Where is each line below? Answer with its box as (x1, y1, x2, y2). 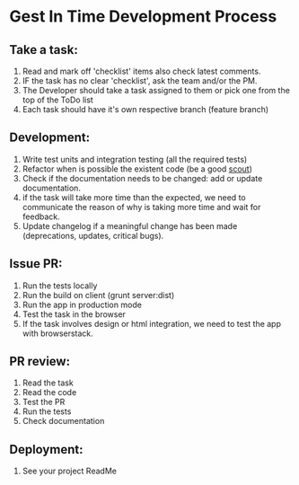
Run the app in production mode (22, 299, 142, 310)
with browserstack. (22, 328, 94, 339)
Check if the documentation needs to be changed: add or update (22, 172, 263, 183)
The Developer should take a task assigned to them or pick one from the (22, 85, 290, 95)
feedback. (22, 211, 60, 222)
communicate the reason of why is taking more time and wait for (22, 201, 261, 212)
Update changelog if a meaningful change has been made (22, 220, 238, 231)
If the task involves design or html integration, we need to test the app (22, 318, 281, 329)
